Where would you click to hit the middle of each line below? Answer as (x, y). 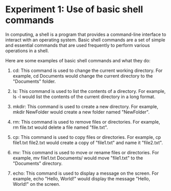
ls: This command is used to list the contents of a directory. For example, (89, 91)
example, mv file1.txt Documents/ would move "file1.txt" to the (78, 158)
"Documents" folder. (34, 81)
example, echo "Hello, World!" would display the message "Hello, (81, 178)
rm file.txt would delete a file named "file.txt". (60, 127)
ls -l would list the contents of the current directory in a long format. (84, 97)
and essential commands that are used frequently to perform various (78, 45)
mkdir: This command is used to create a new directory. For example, (85, 106)
